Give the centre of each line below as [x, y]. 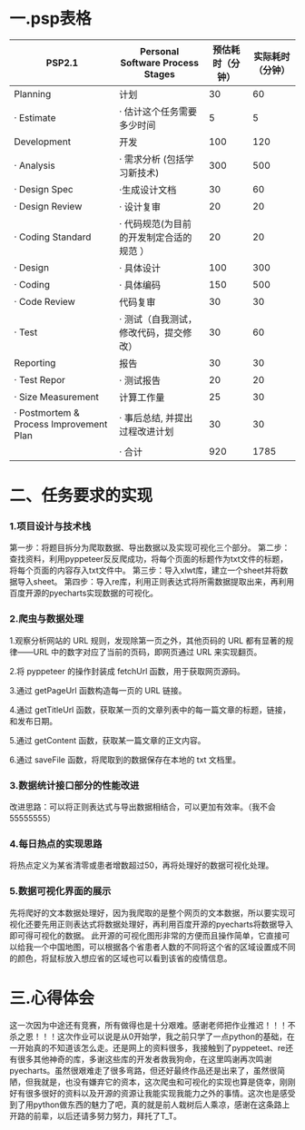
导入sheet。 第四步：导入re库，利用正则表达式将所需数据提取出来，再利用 [156, 582]
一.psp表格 [51, 19]
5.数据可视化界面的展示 [60, 891]
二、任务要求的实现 [81, 496]
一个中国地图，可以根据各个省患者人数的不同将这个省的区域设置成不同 [164, 947]
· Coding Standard [53, 237]
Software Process [160, 63]
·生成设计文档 [148, 190]
